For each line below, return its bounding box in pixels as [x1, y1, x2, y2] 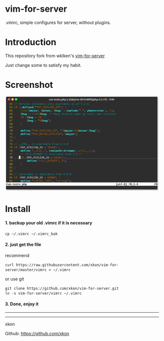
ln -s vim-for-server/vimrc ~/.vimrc [5, 291, 82, 296]
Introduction [5, 37, 57, 48]
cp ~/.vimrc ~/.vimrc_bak [5, 231, 58, 236]
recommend [5, 252, 30, 258]
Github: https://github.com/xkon [5, 331, 70, 337]
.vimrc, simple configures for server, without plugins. [5, 20, 111, 25]
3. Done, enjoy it [5, 301, 39, 307]
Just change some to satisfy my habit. [5, 62, 82, 68]
